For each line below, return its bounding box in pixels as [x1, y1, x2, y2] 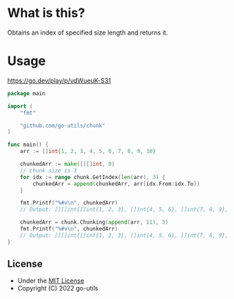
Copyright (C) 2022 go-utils [17, 284, 99, 293]
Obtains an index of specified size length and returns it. [7, 28, 168, 37]
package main [7, 90, 46, 97]
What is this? [7, 5, 86, 21]
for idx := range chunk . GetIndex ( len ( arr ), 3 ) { [20, 173, 166, 181]
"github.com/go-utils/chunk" [20, 122, 106, 129]
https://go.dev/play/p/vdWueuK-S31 [7, 76, 111, 85]
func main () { [7, 141, 49, 149]
